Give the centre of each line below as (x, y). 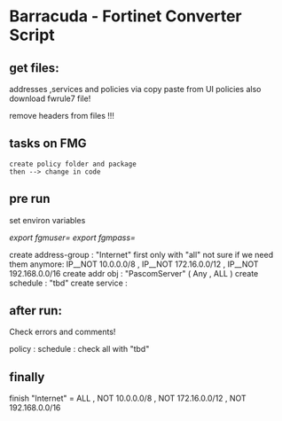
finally (27, 377)
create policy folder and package (73, 164)
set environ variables (47, 220)
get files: (34, 68)
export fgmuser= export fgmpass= (72, 238)
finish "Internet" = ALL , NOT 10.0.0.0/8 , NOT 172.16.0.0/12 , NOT (128, 398)
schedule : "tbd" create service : (69, 283)
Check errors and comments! (63, 332)
